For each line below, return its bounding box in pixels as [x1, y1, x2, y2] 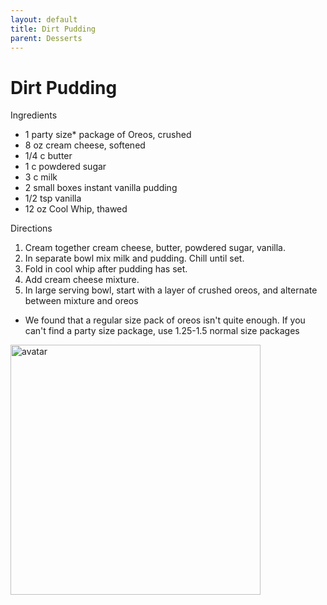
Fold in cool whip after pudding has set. [24, 263, 188, 275]
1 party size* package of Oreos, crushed [24, 129, 192, 141]
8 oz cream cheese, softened [24, 139, 146, 151]
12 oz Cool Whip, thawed [24, 203, 128, 215]
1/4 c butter [24, 150, 73, 162]
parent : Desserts [10, 33, 83, 43]
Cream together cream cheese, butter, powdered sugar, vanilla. [24, 242, 287, 254]
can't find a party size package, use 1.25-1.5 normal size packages [24, 325, 300, 337]
